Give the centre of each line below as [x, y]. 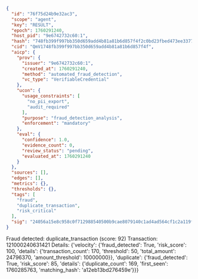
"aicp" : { [23, 52]
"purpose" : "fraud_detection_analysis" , [72, 118]
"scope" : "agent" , [34, 19]
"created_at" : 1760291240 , [55, 69]
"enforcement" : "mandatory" [56, 124]
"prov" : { [29, 58]
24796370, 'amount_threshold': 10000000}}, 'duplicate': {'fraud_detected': [97, 257]
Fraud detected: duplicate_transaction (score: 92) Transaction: [82, 238]
